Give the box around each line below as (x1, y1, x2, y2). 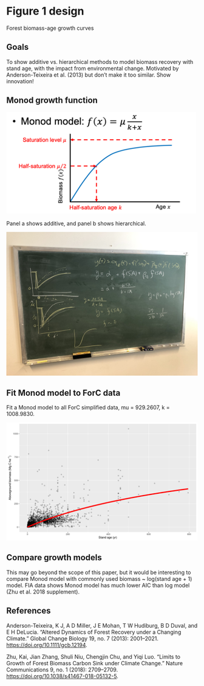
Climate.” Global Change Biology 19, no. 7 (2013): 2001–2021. (6, 634, 159, 642)
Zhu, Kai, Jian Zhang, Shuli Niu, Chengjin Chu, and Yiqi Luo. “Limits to (6, 653, 181, 660)
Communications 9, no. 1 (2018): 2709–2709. (6, 666, 118, 673)
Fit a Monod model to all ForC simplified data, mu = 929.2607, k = (6, 403, 170, 411)
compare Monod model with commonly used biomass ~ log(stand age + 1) (6, 575, 192, 582)
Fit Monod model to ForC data (6, 387, 121, 398)
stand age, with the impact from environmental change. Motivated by (6, 64, 179, 72)
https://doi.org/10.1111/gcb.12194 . (6, 641, 88, 648)
